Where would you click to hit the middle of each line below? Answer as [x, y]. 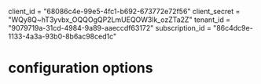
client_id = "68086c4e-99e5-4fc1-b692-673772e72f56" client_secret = [124, 11]
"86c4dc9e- [233, 28]
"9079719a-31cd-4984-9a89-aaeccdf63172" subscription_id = [110, 28]
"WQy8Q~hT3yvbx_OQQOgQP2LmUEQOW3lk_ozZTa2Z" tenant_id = [119, 20]
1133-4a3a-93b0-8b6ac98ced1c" [62, 36]
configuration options [81, 68]
